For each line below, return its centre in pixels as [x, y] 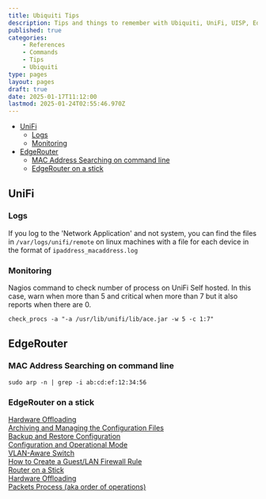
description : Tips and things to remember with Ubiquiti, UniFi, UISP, [129, 23]
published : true [35, 30]
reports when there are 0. [50, 305]
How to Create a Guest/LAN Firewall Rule [75, 462]
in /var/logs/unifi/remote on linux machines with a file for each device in [129, 242]
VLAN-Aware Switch [42, 453]
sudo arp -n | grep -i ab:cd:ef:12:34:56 [78, 382]
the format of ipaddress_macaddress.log [73, 249]
